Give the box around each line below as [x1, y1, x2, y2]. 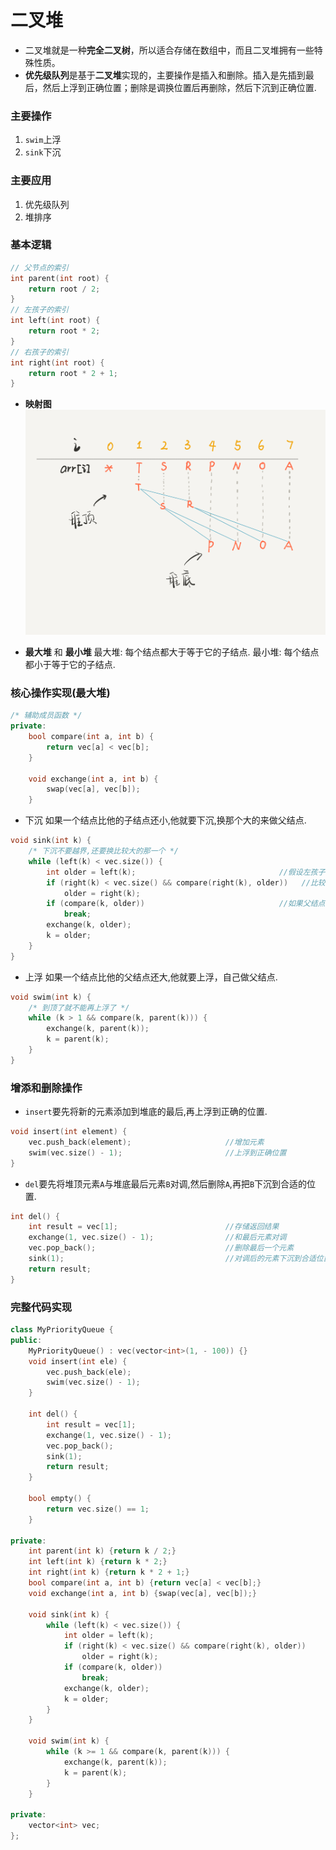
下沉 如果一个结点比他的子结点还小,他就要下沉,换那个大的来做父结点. [24, 814, 307, 826]
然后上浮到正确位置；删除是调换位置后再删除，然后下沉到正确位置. [42, 81, 317, 93]
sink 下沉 [24, 146, 62, 158]
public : [10, 1335, 43, 1345]
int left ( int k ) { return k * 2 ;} [28, 1557, 168, 1567]
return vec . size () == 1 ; [46, 1504, 150, 1514]
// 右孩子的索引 [10, 347, 69, 357]
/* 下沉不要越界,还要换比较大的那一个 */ [28, 846, 180, 856]
